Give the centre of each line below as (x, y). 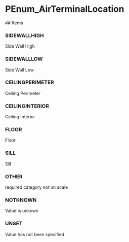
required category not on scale (37, 187)
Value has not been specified (35, 234)
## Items (14, 23)
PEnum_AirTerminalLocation (65, 9)
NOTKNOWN (21, 200)
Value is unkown (22, 211)
